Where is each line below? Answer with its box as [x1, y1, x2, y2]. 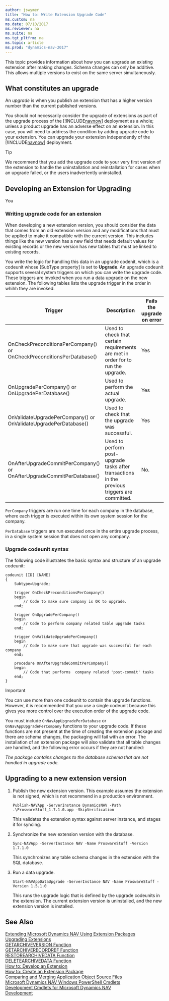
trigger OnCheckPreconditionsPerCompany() [14, 590, 105, 595]
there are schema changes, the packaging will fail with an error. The [5, 733, 146, 740]
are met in [105, 350, 129, 357]
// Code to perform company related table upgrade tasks [23, 621, 145, 626]
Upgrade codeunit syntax [5, 546, 69, 553]
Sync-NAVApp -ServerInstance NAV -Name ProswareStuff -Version [12, 841, 148, 846]
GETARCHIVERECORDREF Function [5, 947, 78, 953]
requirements [105, 344, 137, 351]
